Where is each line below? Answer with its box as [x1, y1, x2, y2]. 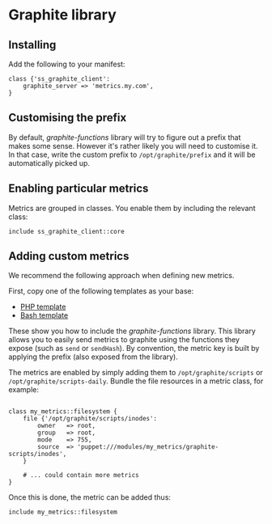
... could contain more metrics [29, 471, 139, 480]
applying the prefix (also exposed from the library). [8, 352, 178, 361]
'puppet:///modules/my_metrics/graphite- [77, 443, 219, 451]
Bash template [19, 311, 69, 320]
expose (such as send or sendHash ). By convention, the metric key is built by [8, 344, 260, 353]
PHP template [19, 302, 66, 312]
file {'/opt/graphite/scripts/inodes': [23, 415, 158, 423]
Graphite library [8, 6, 117, 24]
